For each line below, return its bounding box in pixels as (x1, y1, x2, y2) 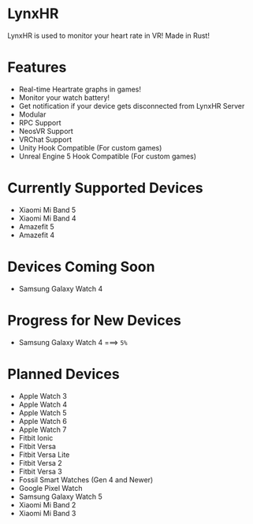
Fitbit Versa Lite (18, 450, 70, 459)
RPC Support (18, 117, 61, 127)
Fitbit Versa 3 (18, 466, 62, 476)
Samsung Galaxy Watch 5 (18, 492, 103, 501)
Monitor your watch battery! (18, 92, 110, 102)
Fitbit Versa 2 (18, 458, 62, 467)
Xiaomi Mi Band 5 (18, 205, 76, 214)
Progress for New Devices (7, 311, 182, 329)
